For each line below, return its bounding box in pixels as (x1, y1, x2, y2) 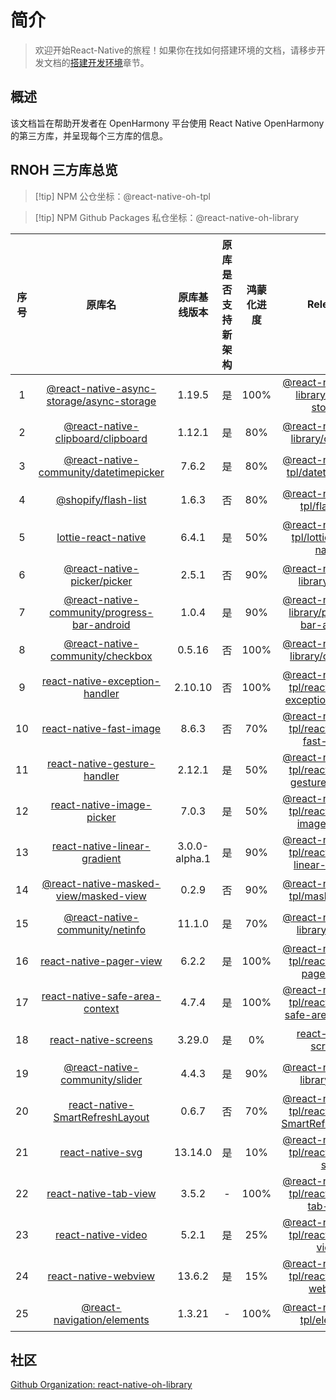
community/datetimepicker (38, 465, 165, 479)
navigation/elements (53, 1312, 150, 1326)
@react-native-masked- (41, 876, 162, 890)
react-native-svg (59, 1145, 143, 1159)
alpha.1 (175, 851, 212, 865)
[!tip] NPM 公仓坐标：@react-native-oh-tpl (34, 190, 212, 202)
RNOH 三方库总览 (10, 162, 118, 179)
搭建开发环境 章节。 (69, 56, 150, 68)
